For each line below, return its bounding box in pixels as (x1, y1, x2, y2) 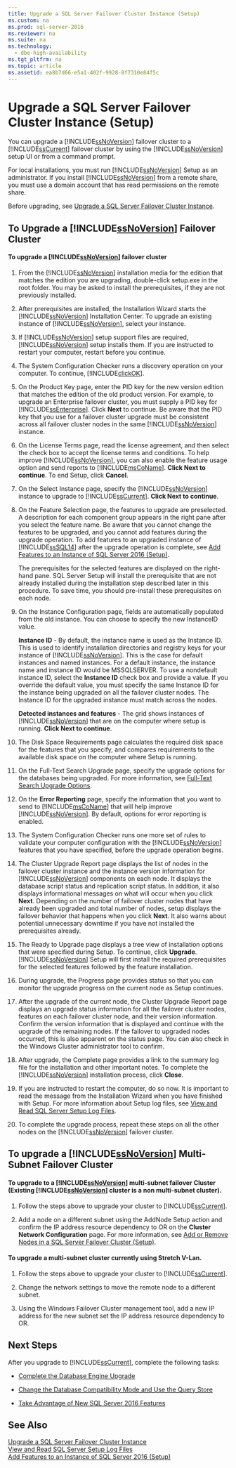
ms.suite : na (8, 37, 46, 44)
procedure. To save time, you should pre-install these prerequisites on (18, 586, 222, 595)
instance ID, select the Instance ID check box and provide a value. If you (18, 674, 228, 682)
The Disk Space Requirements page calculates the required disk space (18, 738, 223, 747)
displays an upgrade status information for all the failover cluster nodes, (18, 1005, 227, 1014)
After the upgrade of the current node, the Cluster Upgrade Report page (18, 997, 228, 1006)
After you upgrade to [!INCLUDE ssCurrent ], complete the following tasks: (8, 1358, 220, 1366)
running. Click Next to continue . (18, 724, 112, 733)
